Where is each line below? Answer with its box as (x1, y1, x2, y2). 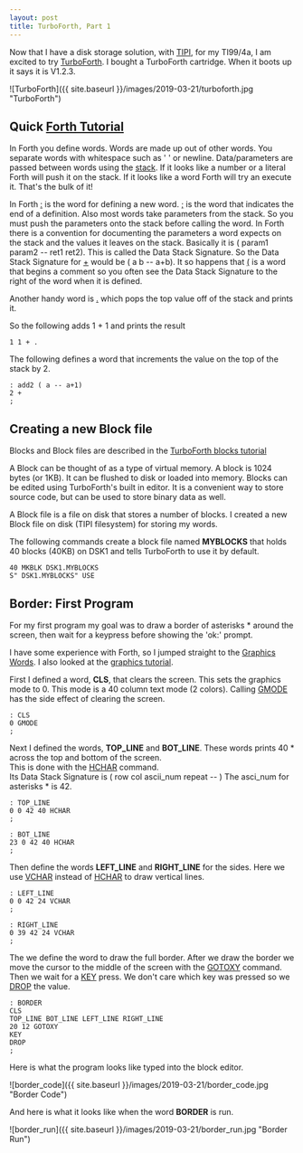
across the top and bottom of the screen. (9, 751, 163, 762)
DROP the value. (9, 980, 71, 991)
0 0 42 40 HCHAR (9, 806, 71, 815)
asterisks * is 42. (9, 780, 72, 791)
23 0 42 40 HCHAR (9, 837, 75, 846)
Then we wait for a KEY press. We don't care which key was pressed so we (9, 971, 290, 982)
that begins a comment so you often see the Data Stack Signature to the (9, 266, 279, 277)
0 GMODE (9, 718, 39, 728)
